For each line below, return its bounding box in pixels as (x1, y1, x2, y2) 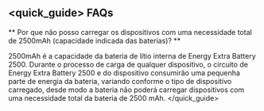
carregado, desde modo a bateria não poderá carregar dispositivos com (8, 85, 245, 94)
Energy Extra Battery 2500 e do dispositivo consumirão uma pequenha (8, 67, 241, 78)
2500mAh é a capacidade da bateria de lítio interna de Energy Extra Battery (8, 51, 256, 60)
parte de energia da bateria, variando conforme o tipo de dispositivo (8, 76, 232, 86)
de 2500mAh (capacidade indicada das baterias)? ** (8, 36, 181, 45)
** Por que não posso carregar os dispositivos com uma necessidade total (8, 27, 252, 36)
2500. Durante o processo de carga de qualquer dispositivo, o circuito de (8, 59, 249, 69)
